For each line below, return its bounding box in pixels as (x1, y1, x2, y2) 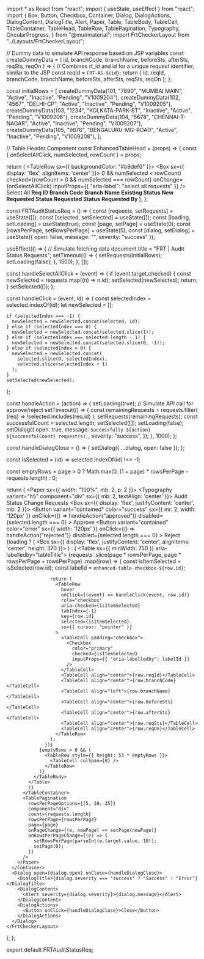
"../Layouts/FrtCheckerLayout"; (6, 38, 84, 45)
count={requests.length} (28, 811, 92, 817)
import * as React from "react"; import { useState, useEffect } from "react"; (6, 6, 195, 12)
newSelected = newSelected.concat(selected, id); (12, 318, 140, 325)
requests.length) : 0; (6, 474, 57, 482)
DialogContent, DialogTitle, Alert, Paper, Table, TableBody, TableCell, (6, 18, 179, 25)
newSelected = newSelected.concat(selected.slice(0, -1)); (12, 340, 166, 346)
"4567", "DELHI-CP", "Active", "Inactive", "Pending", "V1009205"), (6, 100, 172, 108)
